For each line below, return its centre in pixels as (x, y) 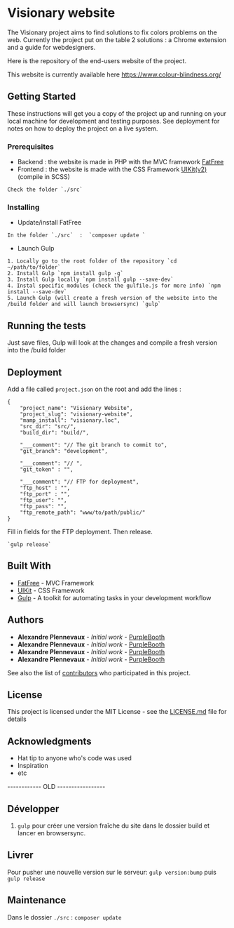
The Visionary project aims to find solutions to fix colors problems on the (112, 32)
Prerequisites (30, 147)
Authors (26, 620)
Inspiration (33, 766)
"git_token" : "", (47, 469)
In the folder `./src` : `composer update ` (76, 236)
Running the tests (47, 325)
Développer (33, 809)
